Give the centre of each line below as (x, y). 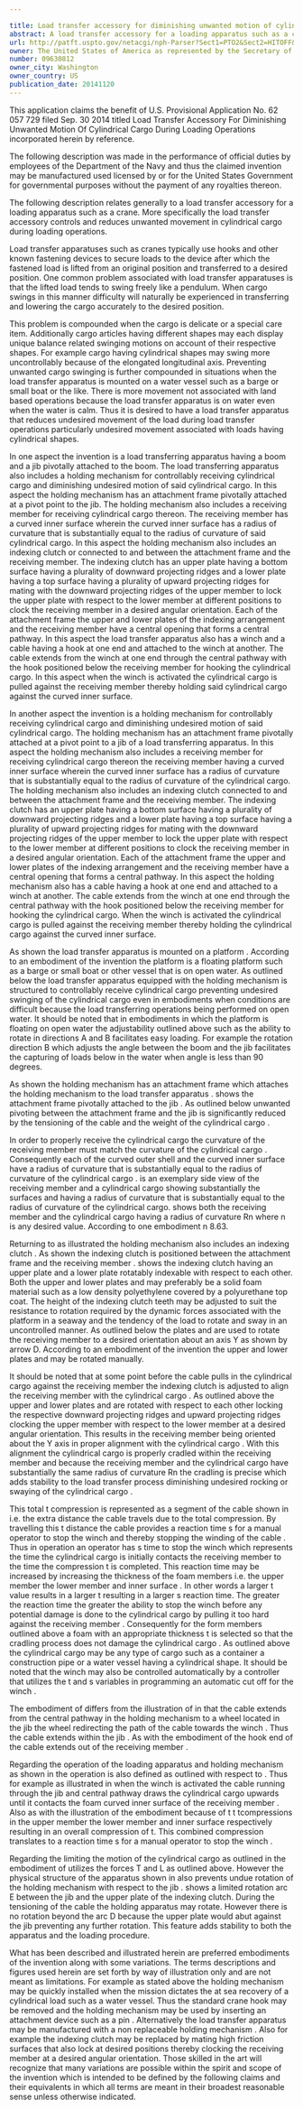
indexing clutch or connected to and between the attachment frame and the (150, 552)
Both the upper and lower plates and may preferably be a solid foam (136, 1281)
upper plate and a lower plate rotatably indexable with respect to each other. (151, 1272)
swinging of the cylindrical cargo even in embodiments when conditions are (150, 999)
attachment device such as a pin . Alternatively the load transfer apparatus (148, 2020)
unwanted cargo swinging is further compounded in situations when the (143, 372)
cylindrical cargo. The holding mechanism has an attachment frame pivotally (151, 733)
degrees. (26, 1067)
